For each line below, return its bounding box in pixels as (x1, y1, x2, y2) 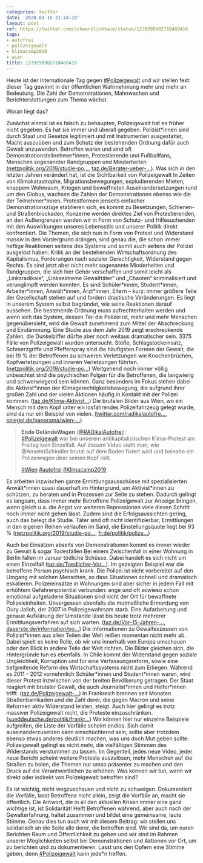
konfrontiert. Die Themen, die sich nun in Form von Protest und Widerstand (6, 229, 194, 236)
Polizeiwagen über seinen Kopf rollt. (21, 454, 111, 461)
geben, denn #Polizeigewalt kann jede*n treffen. (6, 850, 127, 857)
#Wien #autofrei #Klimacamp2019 (21, 466, 107, 473)
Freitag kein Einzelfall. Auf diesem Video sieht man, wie (21, 441, 159, 449)
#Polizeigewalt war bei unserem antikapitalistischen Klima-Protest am (21, 435, 195, 442)
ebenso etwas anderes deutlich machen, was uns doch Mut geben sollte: (6, 735, 189, 742)
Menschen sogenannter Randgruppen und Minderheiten (6, 158, 147, 165)
